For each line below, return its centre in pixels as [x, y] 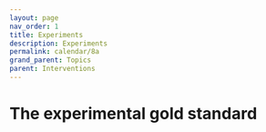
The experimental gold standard [133, 114]
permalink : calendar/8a [55, 52]
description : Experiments [58, 43]
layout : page [34, 18]
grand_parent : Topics [51, 60]
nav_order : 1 [34, 26]
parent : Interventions [52, 69]
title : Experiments [46, 35]
